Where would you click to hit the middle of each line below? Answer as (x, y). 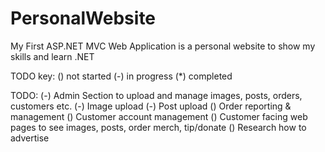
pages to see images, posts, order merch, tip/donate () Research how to (158, 127)
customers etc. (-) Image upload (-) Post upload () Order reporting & (151, 106)
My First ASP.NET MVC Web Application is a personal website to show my (163, 46)
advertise (30, 138)
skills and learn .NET (52, 56)
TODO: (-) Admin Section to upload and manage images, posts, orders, (156, 95)
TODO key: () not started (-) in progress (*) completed (121, 76)
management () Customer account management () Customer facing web (159, 116)
